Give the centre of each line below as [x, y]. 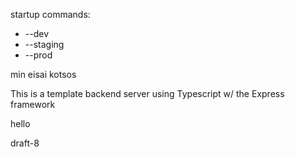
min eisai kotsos [43, 74]
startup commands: [50, 14]
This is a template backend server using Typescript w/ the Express [147, 93]
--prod [38, 55]
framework [33, 104]
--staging [44, 44]
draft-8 [25, 143]
